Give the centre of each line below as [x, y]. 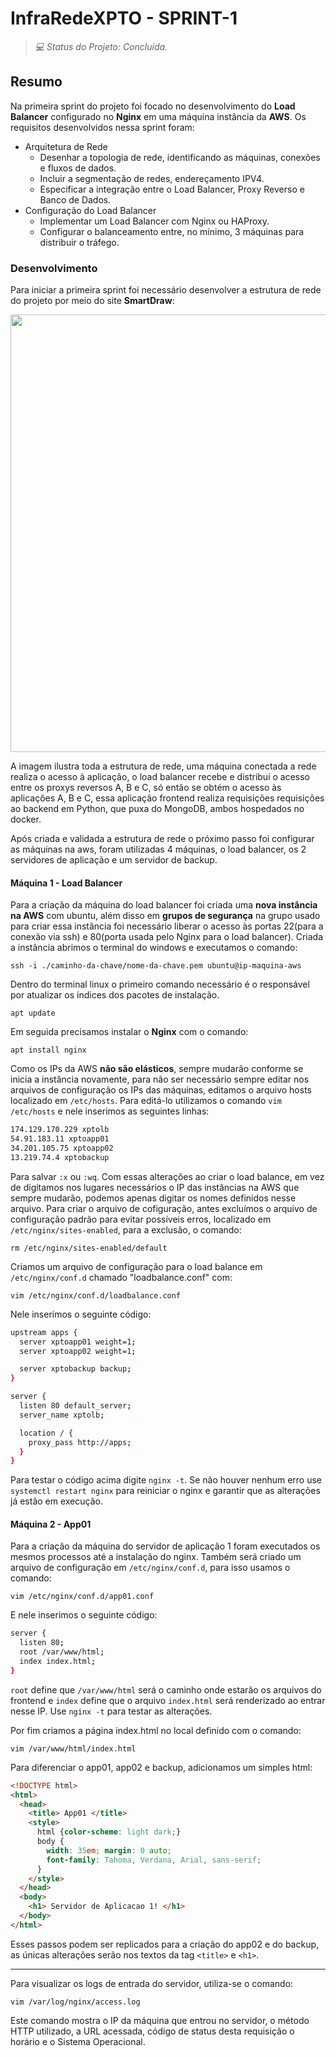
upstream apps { [44, 1332]
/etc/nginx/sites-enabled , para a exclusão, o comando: [126, 1229]
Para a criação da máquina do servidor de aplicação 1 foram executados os [165, 1546]
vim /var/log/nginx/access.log [75, 2002]
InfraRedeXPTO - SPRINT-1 [124, 18]
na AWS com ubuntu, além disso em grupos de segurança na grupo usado [165, 916]
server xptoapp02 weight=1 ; [78, 1351]
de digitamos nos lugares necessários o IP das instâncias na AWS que [155, 1187]
